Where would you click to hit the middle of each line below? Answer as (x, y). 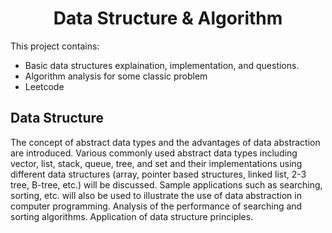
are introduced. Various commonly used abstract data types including (154, 153)
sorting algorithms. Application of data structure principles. (132, 216)
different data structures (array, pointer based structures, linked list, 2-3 (158, 174)
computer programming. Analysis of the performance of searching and (156, 206)
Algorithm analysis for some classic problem (116, 76)
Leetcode (44, 86)
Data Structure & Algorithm (168, 18)
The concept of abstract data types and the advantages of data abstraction (165, 142)
